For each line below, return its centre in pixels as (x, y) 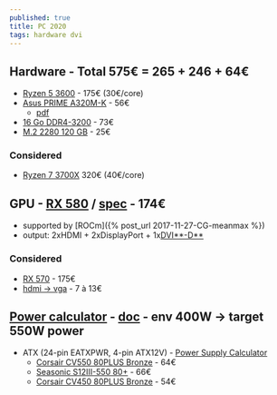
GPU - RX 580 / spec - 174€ (88, 204)
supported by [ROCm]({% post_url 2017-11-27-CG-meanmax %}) (143, 226)
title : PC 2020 (38, 26)
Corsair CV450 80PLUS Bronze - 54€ (106, 381)
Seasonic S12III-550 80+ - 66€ (94, 372)
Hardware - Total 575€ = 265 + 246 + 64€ (129, 71)
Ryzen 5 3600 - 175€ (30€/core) (83, 94)
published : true (40, 18)
